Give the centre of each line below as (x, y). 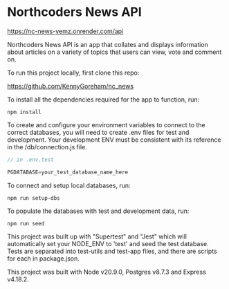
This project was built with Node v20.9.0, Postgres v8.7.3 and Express (107, 272)
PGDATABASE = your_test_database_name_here (68, 172)
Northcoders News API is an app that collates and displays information (108, 44)
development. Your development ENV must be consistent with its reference (114, 140)
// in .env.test (30, 160)
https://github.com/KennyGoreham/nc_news (70, 86)
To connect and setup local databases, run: (69, 185)
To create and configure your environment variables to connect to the (106, 124)
